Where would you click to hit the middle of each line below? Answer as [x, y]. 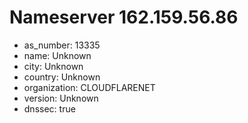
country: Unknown [62, 77]
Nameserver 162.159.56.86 [124, 17]
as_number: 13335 [62, 45]
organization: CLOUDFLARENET [89, 87]
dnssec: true [49, 108]
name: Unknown [57, 55]
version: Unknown [61, 98]
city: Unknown [53, 66]
